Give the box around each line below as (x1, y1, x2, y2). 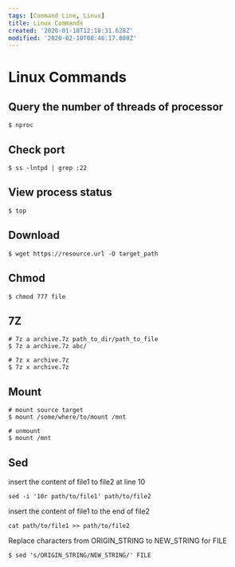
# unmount (8, 427, 41, 435)
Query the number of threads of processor (8, 100, 224, 113)
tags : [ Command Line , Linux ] (8, 11, 105, 20)
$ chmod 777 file (8, 292, 66, 300)
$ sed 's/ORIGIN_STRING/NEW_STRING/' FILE (8, 551, 151, 559)
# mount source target (8, 406, 84, 414)
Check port (8, 143, 65, 157)
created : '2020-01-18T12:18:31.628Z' (8, 26, 134, 34)
